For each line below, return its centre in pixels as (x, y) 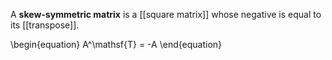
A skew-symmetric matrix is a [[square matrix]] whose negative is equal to (166, 14)
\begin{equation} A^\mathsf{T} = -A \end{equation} (116, 44)
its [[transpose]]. (45, 25)
